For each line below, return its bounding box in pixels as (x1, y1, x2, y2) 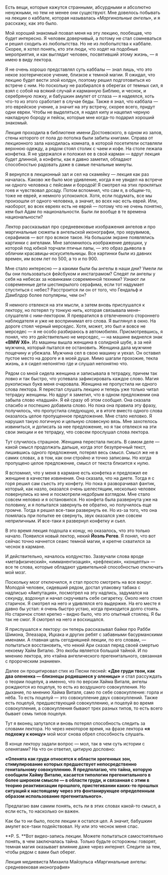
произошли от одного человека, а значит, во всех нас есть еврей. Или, (5, 198, 158, 204)
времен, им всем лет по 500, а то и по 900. (5, 256, 98, 262)
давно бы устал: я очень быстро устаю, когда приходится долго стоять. (5, 606, 159, 612)
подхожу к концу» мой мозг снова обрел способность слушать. (5, 731, 145, 737)
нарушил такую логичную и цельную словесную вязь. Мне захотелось (5, 418, 158, 424)
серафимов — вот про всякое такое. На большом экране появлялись (5, 235, 154, 240)
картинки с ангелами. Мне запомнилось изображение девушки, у (5, 240, 147, 246)
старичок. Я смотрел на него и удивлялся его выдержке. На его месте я (5, 600, 161, 606)
